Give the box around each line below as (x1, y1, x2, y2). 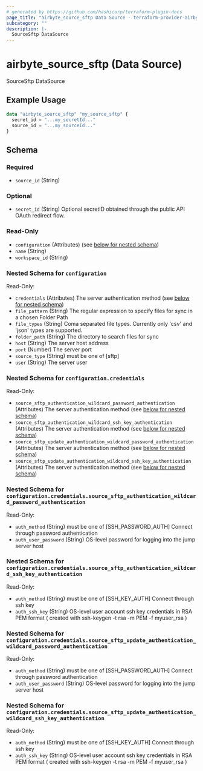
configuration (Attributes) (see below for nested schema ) (14, 240, 159, 248)
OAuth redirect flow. (14, 212, 65, 219)
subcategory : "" (6, 20, 47, 26)
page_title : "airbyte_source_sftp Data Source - (6, 15, 131, 21)
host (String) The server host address (14, 339, 109, 346)
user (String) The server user (14, 359, 88, 366)
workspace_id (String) (14, 254, 68, 261)
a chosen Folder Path (14, 313, 68, 321)
